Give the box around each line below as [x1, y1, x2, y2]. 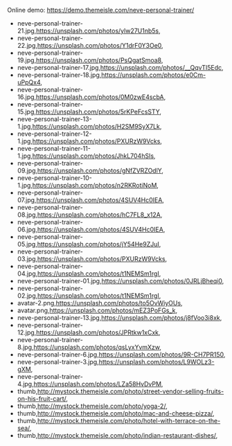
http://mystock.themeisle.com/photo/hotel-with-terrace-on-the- [37, 417, 221, 425]
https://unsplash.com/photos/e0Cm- [101, 71, 206, 79]
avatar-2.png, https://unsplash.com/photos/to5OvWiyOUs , [17, 299, 183, 307]
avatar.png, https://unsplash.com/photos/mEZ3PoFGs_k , [17, 306, 178, 314]
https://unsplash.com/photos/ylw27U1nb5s [35, 27, 159, 35]
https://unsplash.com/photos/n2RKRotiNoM [32, 181, 157, 189]
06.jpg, [17, 225, 38, 233]
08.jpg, [17, 211, 38, 219]
